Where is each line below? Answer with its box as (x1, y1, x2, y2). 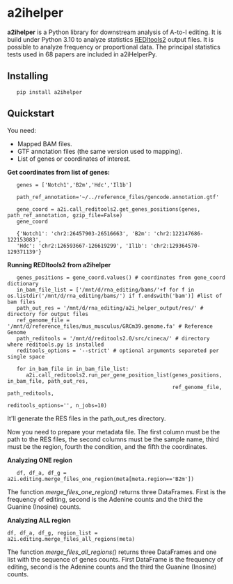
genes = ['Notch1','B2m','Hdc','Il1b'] (16, 181, 132, 189)
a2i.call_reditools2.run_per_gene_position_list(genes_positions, (25, 371, 223, 379)
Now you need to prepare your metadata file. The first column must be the (7, 427, 220, 436)
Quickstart (7, 108, 55, 120)
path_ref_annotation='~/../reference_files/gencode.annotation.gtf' (16, 194, 219, 200)
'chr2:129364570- (150, 242, 200, 249)
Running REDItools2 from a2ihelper (7, 260, 111, 269)
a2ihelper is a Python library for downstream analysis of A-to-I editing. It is (7, 28, 223, 36)
